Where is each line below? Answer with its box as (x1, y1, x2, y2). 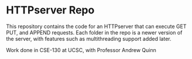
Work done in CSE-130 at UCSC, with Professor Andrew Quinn (6, 46, 156, 53)
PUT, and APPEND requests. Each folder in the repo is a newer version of (6, 29, 183, 36)
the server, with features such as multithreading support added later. (6, 35, 172, 42)
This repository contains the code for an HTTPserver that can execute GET (6, 23, 187, 30)
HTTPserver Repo (6, 4, 95, 17)
